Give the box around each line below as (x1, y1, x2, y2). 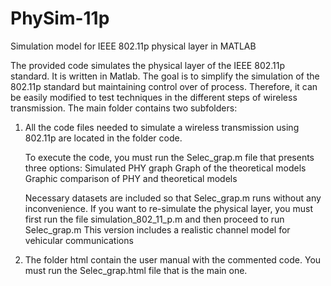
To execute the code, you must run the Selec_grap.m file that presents (24, 151, 315, 163)
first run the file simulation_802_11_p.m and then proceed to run (24, 213, 285, 225)
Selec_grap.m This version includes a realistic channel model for (24, 223, 291, 236)
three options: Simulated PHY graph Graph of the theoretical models (24, 162, 307, 174)
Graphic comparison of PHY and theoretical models (24, 172, 238, 184)
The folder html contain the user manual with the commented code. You (24, 253, 322, 266)
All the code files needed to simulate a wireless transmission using (24, 121, 300, 133)
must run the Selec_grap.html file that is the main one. (24, 264, 248, 276)
